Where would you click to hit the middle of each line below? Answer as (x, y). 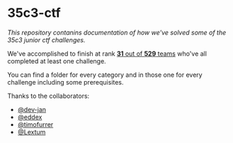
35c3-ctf (34, 13)
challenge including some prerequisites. (66, 82)
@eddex (30, 117)
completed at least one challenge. (57, 61)
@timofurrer (35, 124)
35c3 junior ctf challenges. (46, 39)
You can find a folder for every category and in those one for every (105, 75)
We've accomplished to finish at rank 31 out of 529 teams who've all (107, 54)
